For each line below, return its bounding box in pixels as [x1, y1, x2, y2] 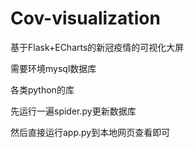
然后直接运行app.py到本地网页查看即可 [10, 126, 171, 138]
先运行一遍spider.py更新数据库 [10, 105, 137, 117]
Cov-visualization [10, 7, 161, 30]
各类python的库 [10, 83, 75, 96]
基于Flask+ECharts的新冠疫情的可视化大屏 [10, 41, 185, 53]
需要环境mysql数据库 [10, 62, 97, 74]
